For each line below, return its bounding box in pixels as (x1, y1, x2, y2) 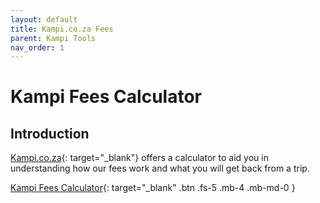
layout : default (10, 14, 78, 25)
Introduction (10, 125, 90, 142)
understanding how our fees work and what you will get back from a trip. (10, 162, 310, 175)
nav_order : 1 (10, 42, 65, 53)
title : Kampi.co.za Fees (10, 24, 114, 34)
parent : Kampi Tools (10, 33, 97, 43)
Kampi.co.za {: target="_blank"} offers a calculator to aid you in (10, 152, 269, 164)
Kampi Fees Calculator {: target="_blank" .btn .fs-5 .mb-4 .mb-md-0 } (10, 182, 296, 194)
